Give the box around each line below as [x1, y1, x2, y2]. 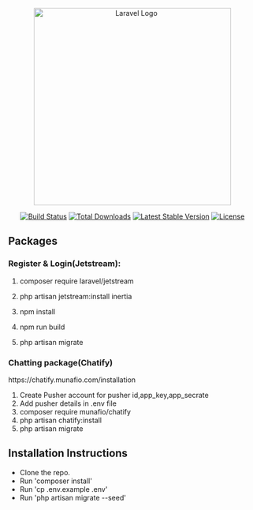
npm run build [19, 322, 65, 332]
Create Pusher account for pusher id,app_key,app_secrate [19, 390, 209, 399]
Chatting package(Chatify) [8, 357, 113, 368]
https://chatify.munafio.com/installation [8, 375, 136, 384]
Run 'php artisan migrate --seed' [19, 493, 126, 502]
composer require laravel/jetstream [19, 276, 134, 286]
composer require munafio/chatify [19, 407, 132, 416]
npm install [19, 306, 56, 316]
